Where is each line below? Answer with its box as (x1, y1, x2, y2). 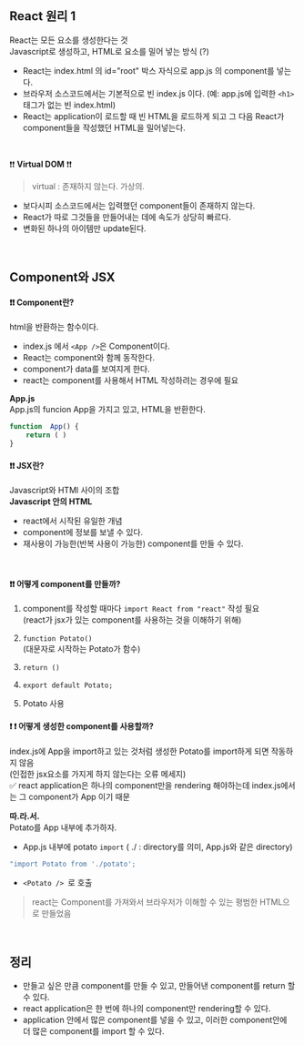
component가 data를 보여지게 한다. (22, 363, 150, 375)
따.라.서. (9, 810, 40, 821)
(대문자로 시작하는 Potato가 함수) (22, 644, 141, 654)
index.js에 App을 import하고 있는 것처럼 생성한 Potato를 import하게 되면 (9, 746, 269, 756)
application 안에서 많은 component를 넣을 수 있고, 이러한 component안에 (22, 1014, 288, 1026)
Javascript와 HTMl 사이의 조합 (9, 485, 120, 496)
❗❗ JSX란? (9, 460, 45, 471)
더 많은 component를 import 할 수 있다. (22, 1026, 166, 1037)
